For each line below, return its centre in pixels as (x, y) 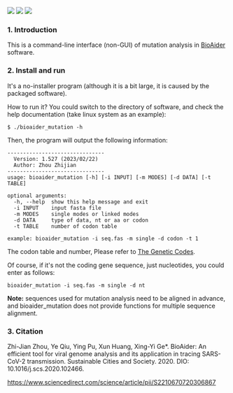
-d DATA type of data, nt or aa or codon (81, 220)
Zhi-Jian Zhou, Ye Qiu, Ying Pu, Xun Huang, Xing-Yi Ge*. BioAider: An (107, 346)
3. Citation (25, 331)
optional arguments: (37, 196)
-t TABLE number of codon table (65, 226)
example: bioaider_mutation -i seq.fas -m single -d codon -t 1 (103, 238)
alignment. (22, 313)
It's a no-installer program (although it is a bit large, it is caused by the (108, 86)
